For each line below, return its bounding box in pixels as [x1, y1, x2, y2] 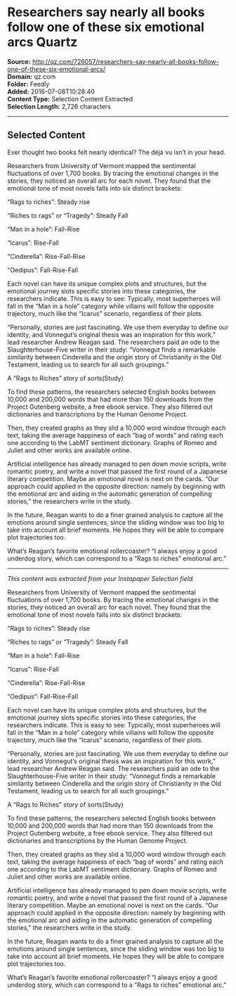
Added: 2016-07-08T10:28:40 [7, 87, 95, 96]
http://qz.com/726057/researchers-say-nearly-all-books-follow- [32, 57, 219, 65]
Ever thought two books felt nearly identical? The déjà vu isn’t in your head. [7, 148, 226, 156]
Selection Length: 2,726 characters [7, 102, 111, 110]
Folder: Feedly [7, 79, 50, 88]
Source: [7, 57, 32, 65]
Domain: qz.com [7, 72, 56, 81]
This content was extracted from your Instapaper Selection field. [7, 574, 195, 582]
